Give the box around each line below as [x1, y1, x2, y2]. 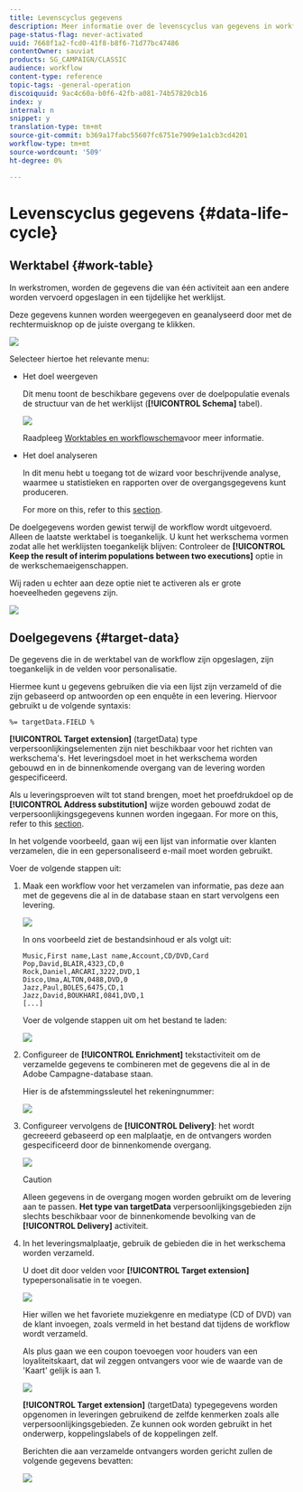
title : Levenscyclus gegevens [9, 13, 124, 23]
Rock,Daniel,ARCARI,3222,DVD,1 [22, 968, 141, 977]
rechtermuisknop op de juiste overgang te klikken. [9, 318, 196, 330]
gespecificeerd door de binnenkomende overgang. [22, 1140, 212, 1150]
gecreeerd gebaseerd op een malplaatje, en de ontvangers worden [22, 1131, 272, 1141]
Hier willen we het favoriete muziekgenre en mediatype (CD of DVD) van [22, 1309, 291, 1320]
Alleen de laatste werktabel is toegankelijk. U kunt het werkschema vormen [9, 530, 289, 542]
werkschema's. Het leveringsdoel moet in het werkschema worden [9, 753, 258, 764]
